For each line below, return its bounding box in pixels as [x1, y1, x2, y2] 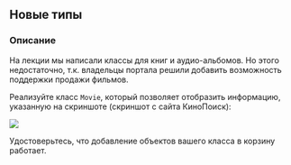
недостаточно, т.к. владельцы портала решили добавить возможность [9, 64, 282, 75]
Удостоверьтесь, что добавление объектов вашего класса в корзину [9, 135, 276, 146]
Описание [9, 34, 57, 47]
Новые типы [9, 7, 83, 23]
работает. [9, 144, 47, 156]
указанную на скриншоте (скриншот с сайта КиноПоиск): [9, 101, 232, 112]
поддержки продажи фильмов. [9, 74, 129, 85]
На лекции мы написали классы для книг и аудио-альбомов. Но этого [9, 54, 279, 66]
